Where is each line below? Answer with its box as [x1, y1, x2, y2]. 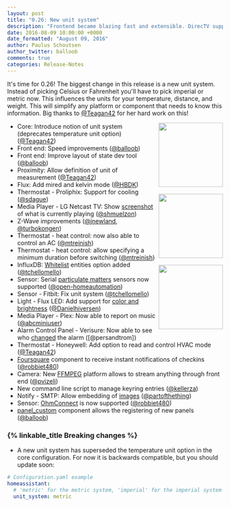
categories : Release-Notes [7, 61, 84, 68]
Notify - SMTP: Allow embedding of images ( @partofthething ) [16, 391, 192, 399]
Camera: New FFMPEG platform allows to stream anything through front [16, 369, 220, 378]
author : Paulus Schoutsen [7, 42, 81, 49]
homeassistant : [7, 480, 51, 487]
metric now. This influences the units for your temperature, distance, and [7, 94, 213, 103]
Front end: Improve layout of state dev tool [16, 151, 137, 160]
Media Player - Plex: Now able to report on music [16, 311, 156, 319]
